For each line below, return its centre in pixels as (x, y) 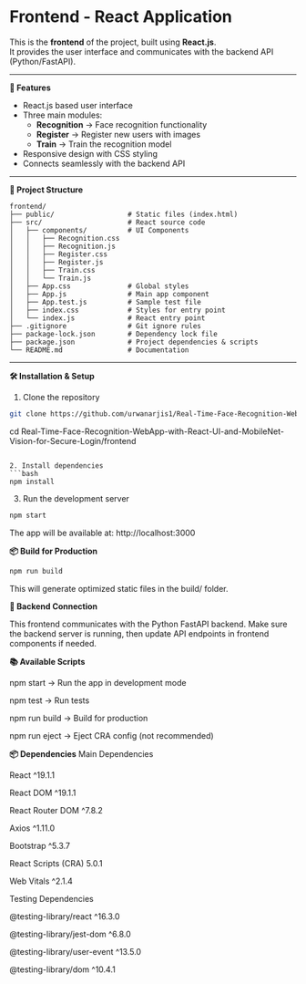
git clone (28, 414)
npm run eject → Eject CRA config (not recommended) (112, 735)
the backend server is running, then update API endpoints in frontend (139, 633)
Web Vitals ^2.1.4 (41, 881)
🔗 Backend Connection (54, 606)
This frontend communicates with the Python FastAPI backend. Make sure (148, 624)
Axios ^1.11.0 (32, 828)
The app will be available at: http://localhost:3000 (102, 533)
